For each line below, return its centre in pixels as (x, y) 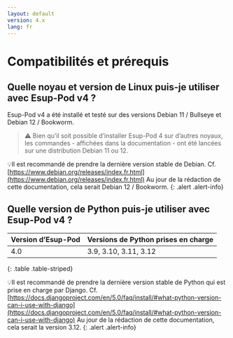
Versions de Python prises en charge (150, 240)
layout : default (31, 14)
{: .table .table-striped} (40, 269)
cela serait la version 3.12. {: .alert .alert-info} (72, 328)
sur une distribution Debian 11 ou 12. (76, 150)
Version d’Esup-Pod (45, 240)
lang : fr (20, 27)
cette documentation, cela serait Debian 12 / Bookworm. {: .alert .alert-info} (115, 187)
